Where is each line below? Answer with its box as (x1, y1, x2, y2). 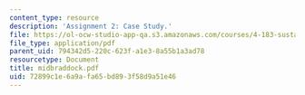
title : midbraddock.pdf (9, 64, 100, 73)
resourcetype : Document (9, 55, 100, 64)
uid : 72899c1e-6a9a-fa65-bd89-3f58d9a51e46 (9, 72, 177, 81)
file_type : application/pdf (9, 38, 116, 48)
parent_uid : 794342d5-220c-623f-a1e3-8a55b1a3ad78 (9, 47, 205, 56)
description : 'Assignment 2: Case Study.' (9, 22, 172, 31)
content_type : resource (9, 13, 100, 23)
